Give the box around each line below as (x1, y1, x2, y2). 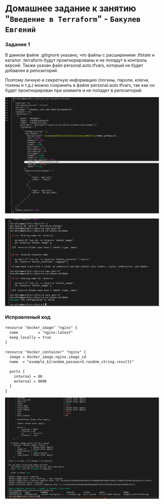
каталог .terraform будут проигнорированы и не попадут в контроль (5, 57, 147, 63)
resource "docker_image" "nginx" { (5, 325, 78, 330)
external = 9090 (14, 379, 47, 383)
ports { (9, 369, 25, 374)
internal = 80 (14, 374, 42, 379)
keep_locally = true (9, 335, 51, 340)
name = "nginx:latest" (9, 330, 73, 335)
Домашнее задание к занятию (5, 3, 137, 14)
